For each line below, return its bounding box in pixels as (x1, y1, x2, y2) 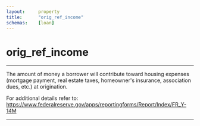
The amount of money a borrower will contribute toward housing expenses (6, 71, 189, 78)
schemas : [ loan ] (6, 20, 55, 26)
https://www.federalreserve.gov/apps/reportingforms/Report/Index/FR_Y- (6, 101, 186, 108)
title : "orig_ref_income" (6, 14, 84, 20)
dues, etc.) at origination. (6, 83, 68, 90)
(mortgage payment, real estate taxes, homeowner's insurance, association (6, 77, 192, 84)
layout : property (6, 8, 60, 15)
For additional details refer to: (6, 94, 79, 102)
